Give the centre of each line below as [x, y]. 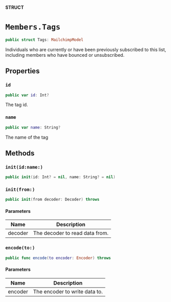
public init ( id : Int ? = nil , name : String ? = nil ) [60, 177]
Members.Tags [33, 27]
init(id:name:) [24, 167]
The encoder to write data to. [68, 291]
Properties [23, 71]
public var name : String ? [33, 127]
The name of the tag [27, 137]
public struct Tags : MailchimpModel [44, 40]
